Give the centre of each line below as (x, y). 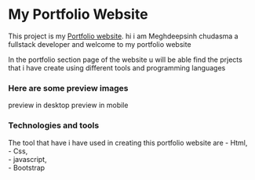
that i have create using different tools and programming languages (117, 67)
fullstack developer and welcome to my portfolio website (100, 44)
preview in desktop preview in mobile (68, 105)
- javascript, (27, 159)
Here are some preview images (68, 88)
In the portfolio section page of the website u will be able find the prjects (126, 59)
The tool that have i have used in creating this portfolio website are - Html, (128, 142)
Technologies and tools (54, 125)
